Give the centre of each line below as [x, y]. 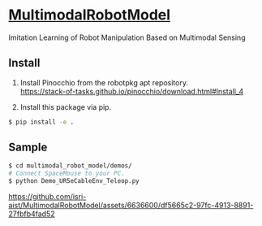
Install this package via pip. [66, 106]
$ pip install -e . [41, 122]
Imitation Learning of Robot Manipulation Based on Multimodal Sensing [127, 37]
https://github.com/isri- [47, 197]
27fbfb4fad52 [32, 214]
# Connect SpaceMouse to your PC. [67, 174]
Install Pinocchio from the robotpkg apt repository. [104, 82]
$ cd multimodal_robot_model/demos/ [70, 166]
